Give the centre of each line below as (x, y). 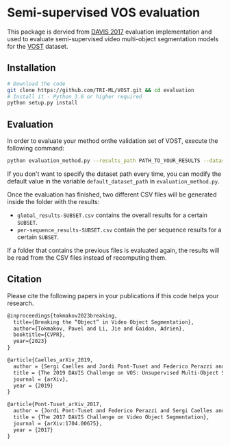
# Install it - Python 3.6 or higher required (75, 97)
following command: (36, 148)
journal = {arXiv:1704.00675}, (58, 423)
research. (21, 303)
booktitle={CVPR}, (40, 335)
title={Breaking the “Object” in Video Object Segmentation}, (104, 322)
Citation (25, 279)
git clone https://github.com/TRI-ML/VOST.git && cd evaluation (101, 90)
